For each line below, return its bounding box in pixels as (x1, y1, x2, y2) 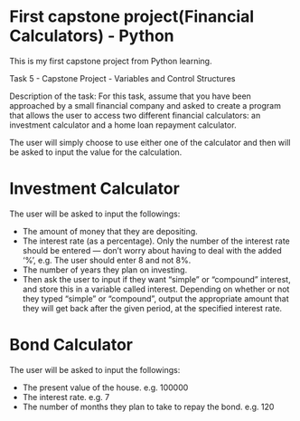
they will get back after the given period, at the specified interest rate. (22, 302, 283, 313)
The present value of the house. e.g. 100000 (22, 382, 189, 393)
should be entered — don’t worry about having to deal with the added (22, 244, 282, 255)
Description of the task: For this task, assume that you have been (9, 91, 251, 101)
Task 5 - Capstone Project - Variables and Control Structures (9, 72, 236, 83)
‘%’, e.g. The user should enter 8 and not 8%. (22, 254, 192, 265)
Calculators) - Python (9, 25, 174, 46)
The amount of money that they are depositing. (22, 225, 199, 236)
